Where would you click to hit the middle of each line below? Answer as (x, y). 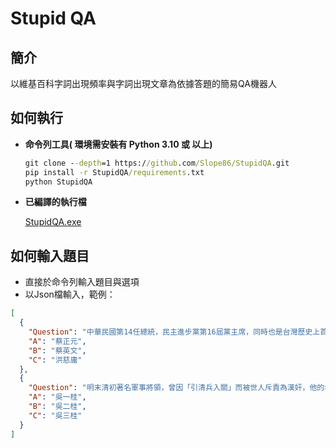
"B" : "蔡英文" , (57, 350)
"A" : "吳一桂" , (57, 397)
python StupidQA (58, 182)
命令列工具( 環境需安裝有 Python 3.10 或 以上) (118, 144)
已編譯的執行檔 (55, 202)
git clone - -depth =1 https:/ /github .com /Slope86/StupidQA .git (157, 163)
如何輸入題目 (50, 255)
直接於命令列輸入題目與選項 (82, 282)
